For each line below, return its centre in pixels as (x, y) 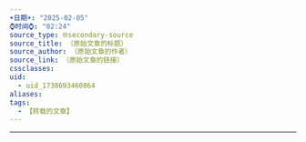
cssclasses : (32, 69)
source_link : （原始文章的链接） (67, 60)
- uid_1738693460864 (56, 86)
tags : (20, 102)
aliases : (26, 94)
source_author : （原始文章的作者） (71, 52)
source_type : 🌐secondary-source (71, 35)
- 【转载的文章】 (46, 111)
